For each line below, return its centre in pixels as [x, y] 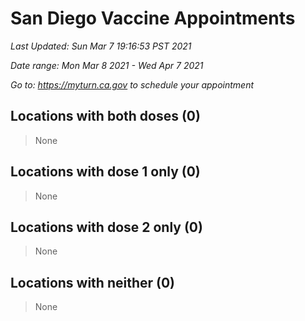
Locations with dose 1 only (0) [105, 172]
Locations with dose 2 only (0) [106, 227]
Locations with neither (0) [93, 282]
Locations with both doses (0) [105, 116]
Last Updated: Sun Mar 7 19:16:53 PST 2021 [101, 46]
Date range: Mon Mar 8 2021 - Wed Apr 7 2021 [107, 65]
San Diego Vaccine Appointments [153, 18]
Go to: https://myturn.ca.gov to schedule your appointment [132, 84]
